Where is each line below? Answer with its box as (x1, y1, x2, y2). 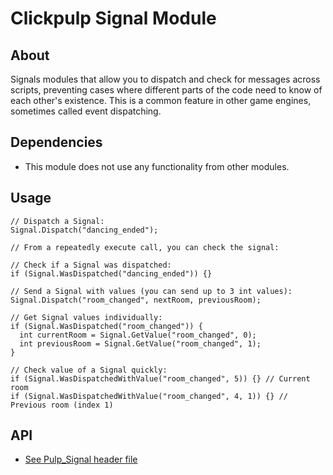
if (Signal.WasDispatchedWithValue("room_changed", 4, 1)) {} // (10, 391, 288, 401)
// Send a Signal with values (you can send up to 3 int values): (10, 286, 293, 296)
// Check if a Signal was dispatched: (10, 260, 172, 270)
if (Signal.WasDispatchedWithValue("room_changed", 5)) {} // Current (10, 373, 311, 384)
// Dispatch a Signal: (10, 216, 105, 226)
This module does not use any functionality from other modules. (24, 160, 290, 172)
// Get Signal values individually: (10, 312, 163, 322)
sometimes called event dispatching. (10, 105, 162, 117)
